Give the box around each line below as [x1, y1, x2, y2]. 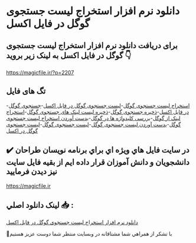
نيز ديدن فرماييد [6, 167, 57, 177]
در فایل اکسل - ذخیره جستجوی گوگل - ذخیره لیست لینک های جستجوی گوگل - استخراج [6, 108, 189, 115]
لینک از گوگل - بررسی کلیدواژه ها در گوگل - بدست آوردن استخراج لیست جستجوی [6, 114, 181, 121]
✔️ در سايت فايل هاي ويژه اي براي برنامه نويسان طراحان [6, 145, 190, 155]
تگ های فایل [6, 86, 46, 96]
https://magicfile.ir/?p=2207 [6, 69, 74, 76]
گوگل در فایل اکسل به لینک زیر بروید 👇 [6, 50, 132, 60]
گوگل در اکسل [6, 127, 38, 134]
